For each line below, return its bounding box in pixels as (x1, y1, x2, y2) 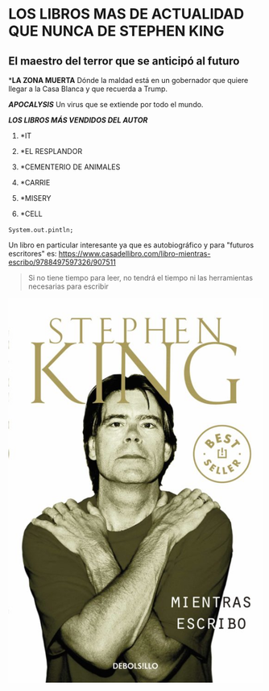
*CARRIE (19, 178, 51, 187)
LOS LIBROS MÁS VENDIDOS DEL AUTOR (8, 115, 148, 125)
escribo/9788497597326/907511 (8, 257, 117, 267)
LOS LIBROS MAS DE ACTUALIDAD (8, 5, 244, 23)
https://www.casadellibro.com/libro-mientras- (58, 249, 211, 258)
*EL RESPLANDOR (19, 147, 83, 156)
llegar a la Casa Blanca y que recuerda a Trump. (8, 84, 168, 94)
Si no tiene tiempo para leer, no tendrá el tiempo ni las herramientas (27, 273, 254, 282)
